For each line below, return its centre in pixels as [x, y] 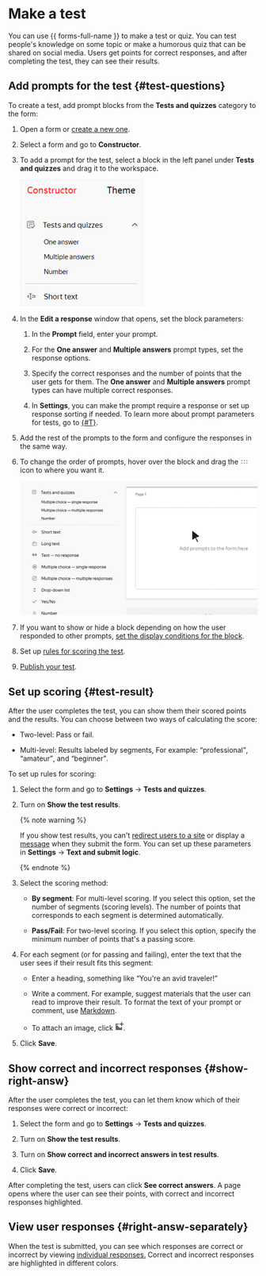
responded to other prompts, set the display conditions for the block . [132, 636]
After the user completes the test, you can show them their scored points [127, 711]
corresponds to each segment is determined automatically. [127, 916]
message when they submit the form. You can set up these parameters [135, 844]
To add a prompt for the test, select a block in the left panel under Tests [137, 160]
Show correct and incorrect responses [105, 1068]
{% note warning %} [53, 820]
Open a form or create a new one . [75, 129]
